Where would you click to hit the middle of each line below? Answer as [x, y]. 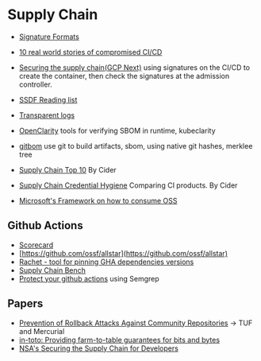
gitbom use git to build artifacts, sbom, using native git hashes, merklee [136, 146]
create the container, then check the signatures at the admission [124, 76]
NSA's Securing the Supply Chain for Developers [99, 348]
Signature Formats [49, 37]
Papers [25, 304]
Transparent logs [47, 115]
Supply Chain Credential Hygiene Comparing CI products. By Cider [128, 185]
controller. [35, 84]
